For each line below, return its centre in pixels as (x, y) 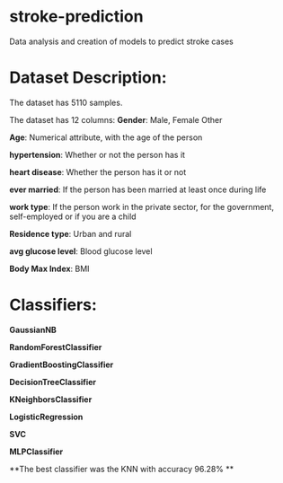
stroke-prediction (76, 17)
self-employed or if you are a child (73, 216)
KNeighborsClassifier (51, 399)
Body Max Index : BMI (49, 268)
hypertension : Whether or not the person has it (97, 154)
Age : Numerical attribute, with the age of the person (106, 137)
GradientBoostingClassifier (62, 364)
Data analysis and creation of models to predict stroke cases (121, 41)
